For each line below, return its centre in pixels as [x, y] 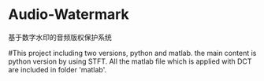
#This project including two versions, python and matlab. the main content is [132, 53]
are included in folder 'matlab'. [58, 69]
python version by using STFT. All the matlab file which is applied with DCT [130, 61]
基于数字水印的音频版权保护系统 [60, 37]
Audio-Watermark [69, 15]
